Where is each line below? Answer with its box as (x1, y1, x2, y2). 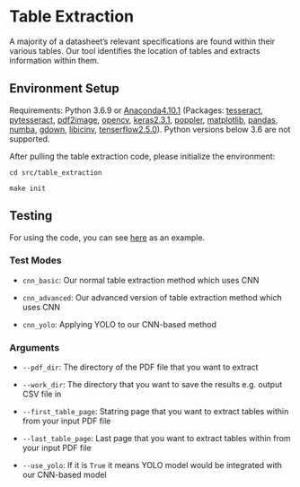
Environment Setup (9, 81, 119, 96)
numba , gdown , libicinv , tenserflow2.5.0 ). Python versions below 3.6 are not (9, 124, 291, 135)
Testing (9, 208, 53, 223)
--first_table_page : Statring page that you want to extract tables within (22, 406, 289, 417)
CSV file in (22, 388, 62, 400)
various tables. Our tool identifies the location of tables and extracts (9, 45, 260, 56)
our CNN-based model (22, 469, 107, 481)
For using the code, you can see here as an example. (9, 231, 205, 243)
